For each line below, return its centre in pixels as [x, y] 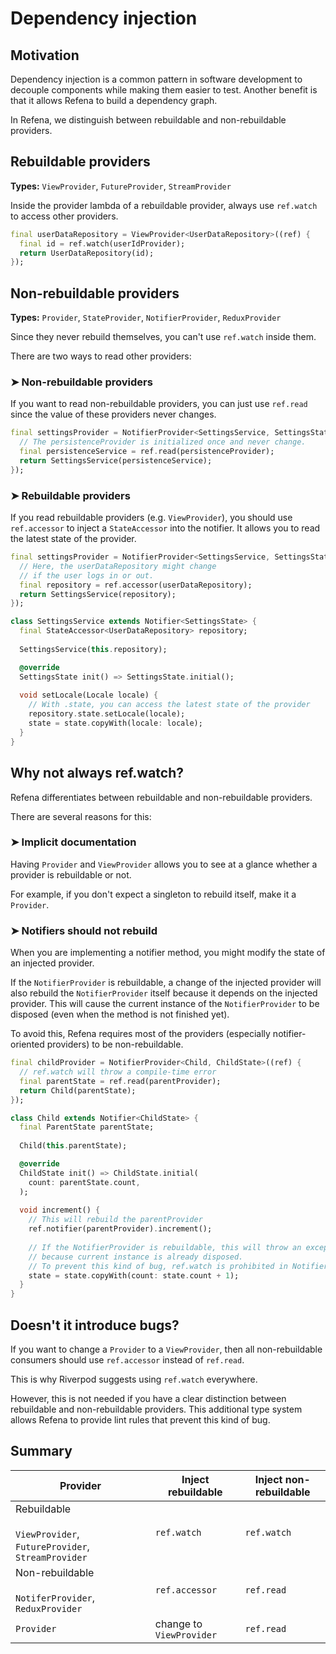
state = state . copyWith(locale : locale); [115, 723]
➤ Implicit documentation [73, 842]
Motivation [45, 55]
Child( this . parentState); [73, 1146]
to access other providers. [64, 216]
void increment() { [60, 1210]
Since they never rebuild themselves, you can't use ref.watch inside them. [163, 337]
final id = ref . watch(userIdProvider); [102, 243]
